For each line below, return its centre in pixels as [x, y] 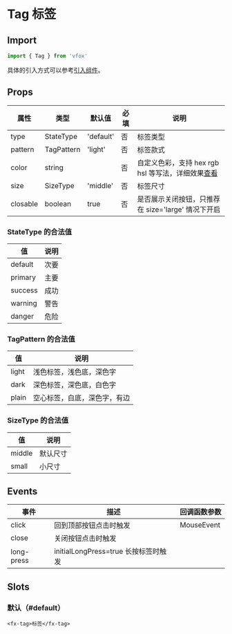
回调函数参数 [200, 512]
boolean [58, 203]
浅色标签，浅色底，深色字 [74, 372]
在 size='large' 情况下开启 [179, 209]
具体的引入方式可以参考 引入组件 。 [56, 70]
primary [23, 277]
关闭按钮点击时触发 [85, 539]
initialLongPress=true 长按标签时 [107, 552]
